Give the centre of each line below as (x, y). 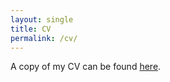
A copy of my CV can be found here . (86, 67)
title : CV (31, 29)
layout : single (42, 19)
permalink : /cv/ (44, 38)
